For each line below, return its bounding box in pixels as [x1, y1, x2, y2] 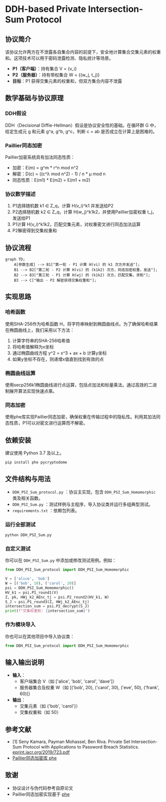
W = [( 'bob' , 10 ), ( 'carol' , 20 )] [5, 581, 77, 586]
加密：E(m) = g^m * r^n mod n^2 [12, 164, 79, 170]
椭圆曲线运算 [5, 370, 36, 377]
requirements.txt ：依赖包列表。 [12, 507, 80, 513]
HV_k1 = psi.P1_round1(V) [5, 590, 58, 595]
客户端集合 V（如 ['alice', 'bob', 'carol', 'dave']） [19, 678, 117, 684]
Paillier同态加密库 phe [12, 755, 57, 761]
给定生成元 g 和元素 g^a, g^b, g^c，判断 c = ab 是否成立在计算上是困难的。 [5, 128, 157, 134]
